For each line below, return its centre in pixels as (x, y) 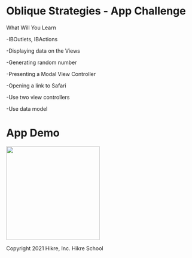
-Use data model (27, 108)
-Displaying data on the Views (43, 51)
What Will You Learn (31, 28)
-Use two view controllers (38, 97)
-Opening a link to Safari (36, 86)
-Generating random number (42, 62)
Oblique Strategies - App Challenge (96, 11)
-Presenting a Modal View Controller (51, 74)
